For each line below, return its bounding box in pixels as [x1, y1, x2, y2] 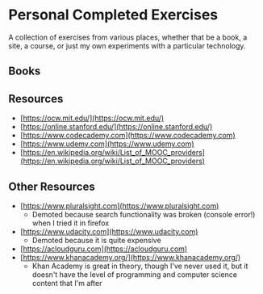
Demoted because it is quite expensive [31, 235, 161, 245]
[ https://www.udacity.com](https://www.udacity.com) [19, 226, 198, 236]
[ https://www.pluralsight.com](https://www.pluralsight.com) [19, 200, 219, 211]
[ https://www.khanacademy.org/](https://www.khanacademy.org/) [19, 252, 241, 262]
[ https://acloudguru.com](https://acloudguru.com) [19, 244, 188, 254]
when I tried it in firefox [31, 218, 110, 228]
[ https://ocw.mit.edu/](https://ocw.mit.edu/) [19, 113, 165, 123]
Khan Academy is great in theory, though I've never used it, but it [31, 261, 248, 271]
